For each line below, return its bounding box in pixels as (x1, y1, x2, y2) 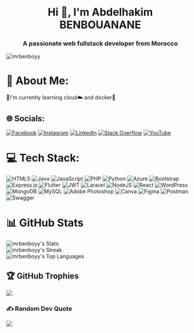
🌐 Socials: (6, 113, 45, 124)
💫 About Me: (6, 74, 69, 87)
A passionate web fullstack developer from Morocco (23, 39, 178, 48)
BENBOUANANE (59, 18, 141, 32)
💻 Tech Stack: (6, 152, 80, 165)
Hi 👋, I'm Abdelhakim (47, 5, 153, 19)
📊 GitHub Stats (6, 216, 84, 230)
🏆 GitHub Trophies (6, 271, 79, 281)
